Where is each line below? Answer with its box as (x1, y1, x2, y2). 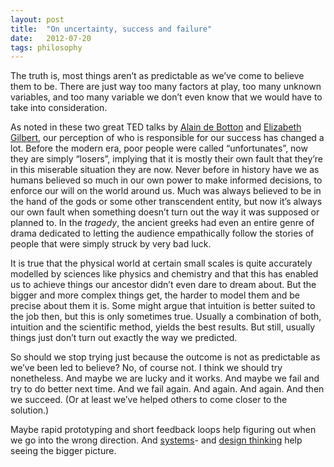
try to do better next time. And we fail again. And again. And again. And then (10, 383, 325, 395)
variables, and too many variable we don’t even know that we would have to (10, 91, 323, 103)
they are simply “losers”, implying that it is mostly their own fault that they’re (10, 153, 323, 165)
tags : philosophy (10, 42, 83, 53)
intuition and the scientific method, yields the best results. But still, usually (10, 321, 316, 333)
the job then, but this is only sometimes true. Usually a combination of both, (10, 311, 322, 323)
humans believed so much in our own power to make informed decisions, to (10, 174, 323, 186)
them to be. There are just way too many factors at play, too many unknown (10, 81, 322, 93)
